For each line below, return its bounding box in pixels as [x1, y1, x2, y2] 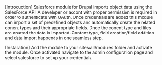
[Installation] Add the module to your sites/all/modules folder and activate [5, 45, 152, 50]
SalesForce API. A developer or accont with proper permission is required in [5, 9, 157, 15]
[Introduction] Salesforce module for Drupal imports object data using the [5, 4, 152, 10]
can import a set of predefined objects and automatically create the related [5, 19, 156, 25]
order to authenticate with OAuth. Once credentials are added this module [5, 15, 153, 20]
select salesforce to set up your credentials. [5, 55, 93, 60]
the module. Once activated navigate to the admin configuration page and [5, 49, 153, 55]
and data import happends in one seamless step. [5, 35, 103, 41]
